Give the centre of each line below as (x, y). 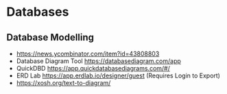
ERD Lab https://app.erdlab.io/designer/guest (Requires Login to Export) (118, 75)
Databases (38, 12)
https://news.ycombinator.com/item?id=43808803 (88, 54)
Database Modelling (50, 37)
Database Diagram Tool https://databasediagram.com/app (98, 61)
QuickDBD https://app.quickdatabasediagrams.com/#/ (93, 68)
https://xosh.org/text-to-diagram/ (63, 83)
